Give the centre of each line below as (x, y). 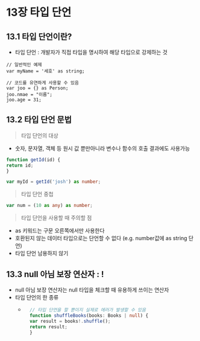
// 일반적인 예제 (24, 65)
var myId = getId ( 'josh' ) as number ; (54, 182)
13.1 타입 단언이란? (39, 37)
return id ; (20, 165)
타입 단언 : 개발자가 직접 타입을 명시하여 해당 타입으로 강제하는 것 (91, 52)
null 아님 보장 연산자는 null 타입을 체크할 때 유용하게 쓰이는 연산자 (92, 290)
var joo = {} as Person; (37, 88)
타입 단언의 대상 (39, 135)
